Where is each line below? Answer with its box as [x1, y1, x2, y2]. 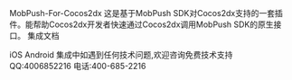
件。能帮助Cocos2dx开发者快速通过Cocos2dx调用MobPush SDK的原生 [9, 19, 274, 30]
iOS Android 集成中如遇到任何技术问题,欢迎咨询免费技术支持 [9, 49, 233, 60]
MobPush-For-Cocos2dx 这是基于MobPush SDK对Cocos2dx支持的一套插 [9, 8, 283, 18]
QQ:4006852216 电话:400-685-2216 [9, 61, 146, 71]
